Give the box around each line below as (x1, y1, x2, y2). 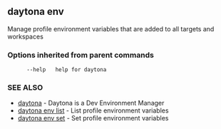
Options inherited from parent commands (7, 50, 155, 60)
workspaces (7, 32, 44, 41)
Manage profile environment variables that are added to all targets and (7, 24, 215, 33)
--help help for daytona (26, 66, 107, 73)
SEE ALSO (7, 83, 43, 93)
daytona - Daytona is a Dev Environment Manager (17, 99, 165, 108)
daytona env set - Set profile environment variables (17, 114, 169, 123)
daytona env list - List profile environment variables (17, 106, 169, 115)
